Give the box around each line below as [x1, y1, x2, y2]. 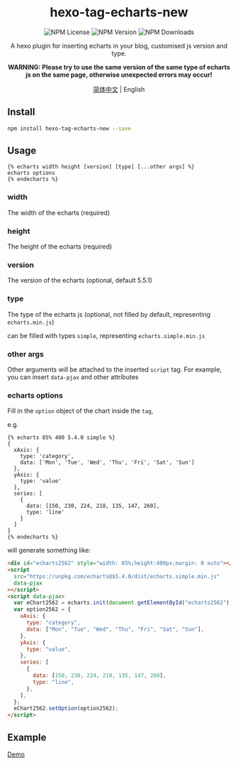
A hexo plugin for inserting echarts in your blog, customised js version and [10, 41, 228, 50]
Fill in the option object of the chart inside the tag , [7, 406, 154, 416]
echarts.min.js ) [7, 318, 55, 326]
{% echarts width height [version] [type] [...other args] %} [7, 163, 195, 170]
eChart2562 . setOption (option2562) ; [13, 705, 119, 712]
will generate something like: [7, 546, 91, 555]
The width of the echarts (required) [7, 208, 110, 217]
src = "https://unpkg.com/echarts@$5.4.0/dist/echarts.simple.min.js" [13, 573, 220, 580]
